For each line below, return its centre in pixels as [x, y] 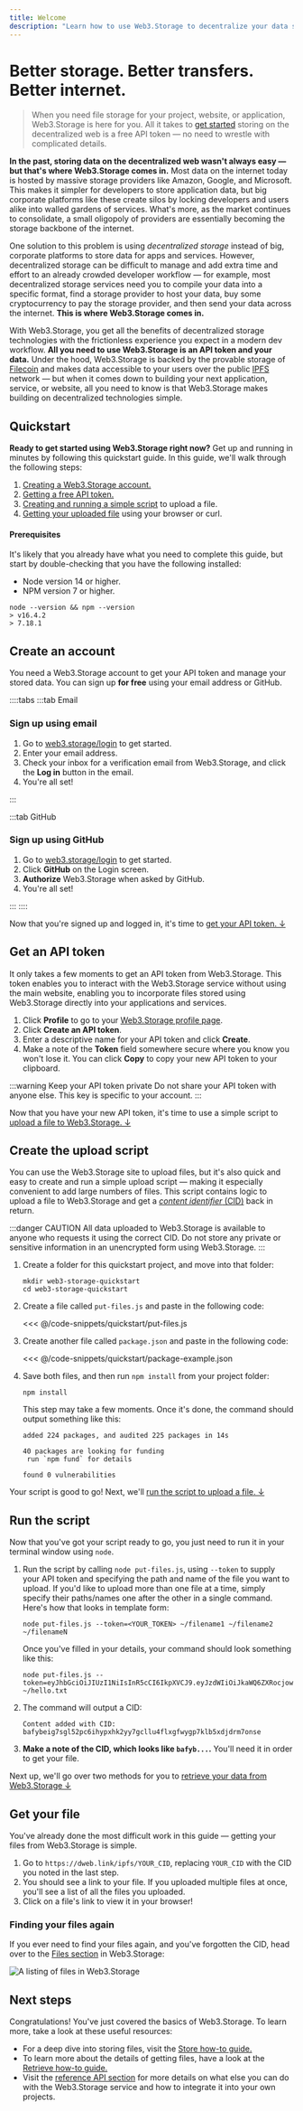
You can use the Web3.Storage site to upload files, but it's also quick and [145, 1172]
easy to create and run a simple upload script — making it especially [136, 1182]
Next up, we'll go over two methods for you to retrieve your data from [138, 1776]
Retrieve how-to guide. [65, 2068]
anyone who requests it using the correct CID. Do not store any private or [145, 1238]
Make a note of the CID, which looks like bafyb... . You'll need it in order [157, 1749]
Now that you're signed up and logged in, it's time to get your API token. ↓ [147, 924]
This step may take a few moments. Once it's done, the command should [158, 1410]
